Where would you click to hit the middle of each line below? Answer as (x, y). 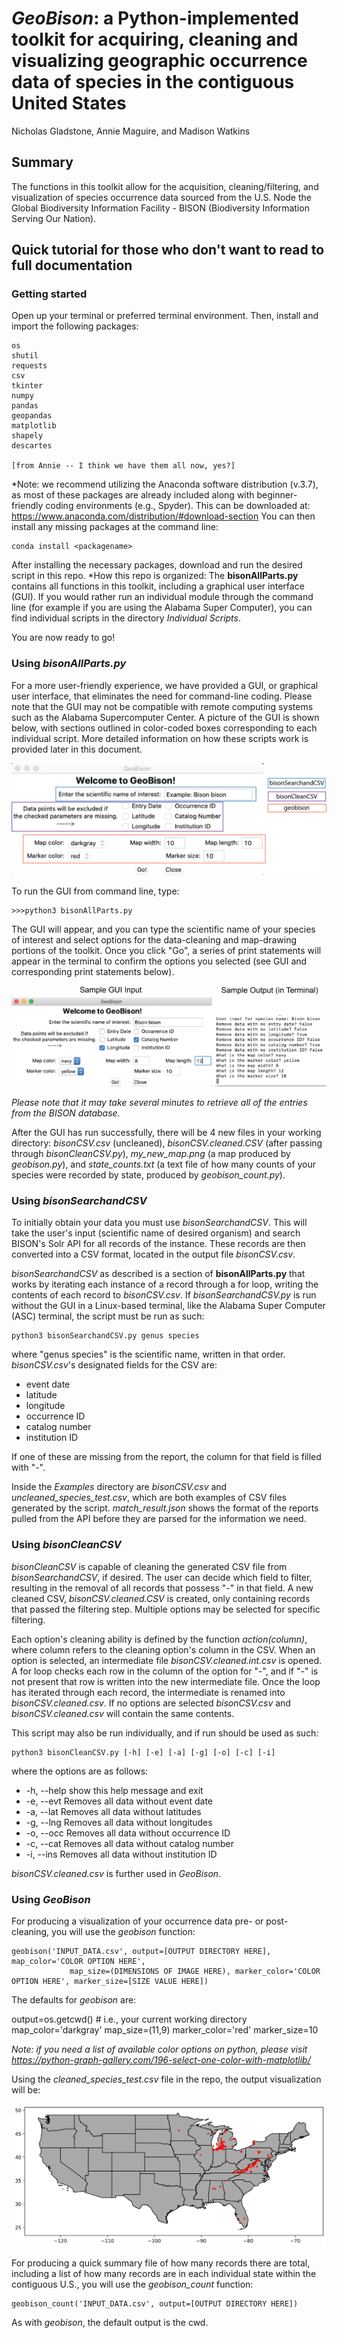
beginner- (277, 495)
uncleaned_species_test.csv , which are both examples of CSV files (149, 1498)
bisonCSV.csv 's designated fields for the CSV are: (114, 1365)
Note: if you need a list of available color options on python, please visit (159, 2049)
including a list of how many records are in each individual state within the (164, 2273)
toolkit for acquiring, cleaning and (155, 39)
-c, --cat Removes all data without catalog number (130, 1843)
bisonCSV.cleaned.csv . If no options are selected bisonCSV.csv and (151, 1703)
